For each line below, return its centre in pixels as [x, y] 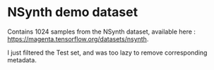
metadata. [22, 59]
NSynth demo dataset [73, 12]
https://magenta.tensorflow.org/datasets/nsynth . [78, 38]
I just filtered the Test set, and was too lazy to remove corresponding [107, 52]
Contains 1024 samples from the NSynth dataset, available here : [102, 31]
